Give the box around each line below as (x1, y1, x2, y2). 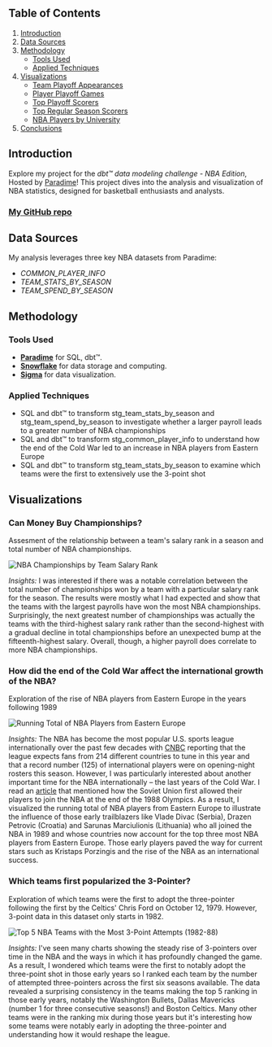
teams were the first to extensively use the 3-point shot (19, 469, 206, 479)
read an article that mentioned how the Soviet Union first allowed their (8, 786, 243, 796)
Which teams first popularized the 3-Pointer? (8, 875, 191, 887)
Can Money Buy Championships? (8, 517, 143, 528)
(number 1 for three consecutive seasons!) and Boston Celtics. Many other (8, 1003, 257, 1013)
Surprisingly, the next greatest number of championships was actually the (8, 611, 256, 620)
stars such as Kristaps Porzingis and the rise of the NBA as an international (8, 847, 260, 856)
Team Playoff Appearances (32, 80, 123, 90)
